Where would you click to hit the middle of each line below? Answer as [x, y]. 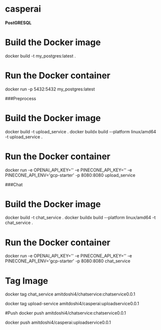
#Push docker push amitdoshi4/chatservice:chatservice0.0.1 [66, 313]
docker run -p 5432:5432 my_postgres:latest [50, 89]
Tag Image [27, 281]
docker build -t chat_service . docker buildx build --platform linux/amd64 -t [80, 218]
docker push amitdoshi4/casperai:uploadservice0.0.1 [58, 323]
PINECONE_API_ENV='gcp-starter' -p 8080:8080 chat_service [68, 261]
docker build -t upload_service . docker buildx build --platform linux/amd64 [81, 131]
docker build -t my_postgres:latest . [41, 56]
